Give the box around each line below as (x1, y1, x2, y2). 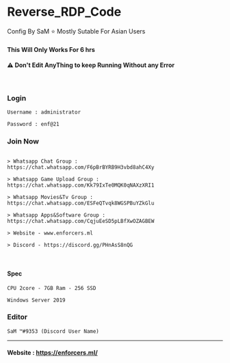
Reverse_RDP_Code (7, 4, 122, 20)
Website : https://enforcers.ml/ (7, 349, 98, 357)
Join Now (7, 136, 40, 146)
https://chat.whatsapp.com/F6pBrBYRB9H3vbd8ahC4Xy (7, 164, 155, 171)
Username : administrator (7, 109, 81, 116)
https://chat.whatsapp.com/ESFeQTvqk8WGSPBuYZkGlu (7, 200, 155, 207)
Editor (7, 312, 28, 322)
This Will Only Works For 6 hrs (7, 45, 96, 53)
